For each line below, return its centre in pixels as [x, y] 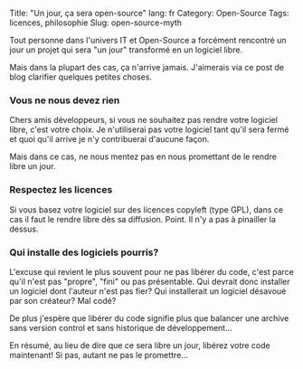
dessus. [24, 229]
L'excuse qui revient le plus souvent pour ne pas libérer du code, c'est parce [151, 271]
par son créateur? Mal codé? [63, 300]
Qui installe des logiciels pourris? [84, 252]
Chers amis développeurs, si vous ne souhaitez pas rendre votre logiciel [144, 120]
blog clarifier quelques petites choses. [80, 77]
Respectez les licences [61, 190]
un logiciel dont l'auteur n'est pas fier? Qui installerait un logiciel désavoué [148, 291]
